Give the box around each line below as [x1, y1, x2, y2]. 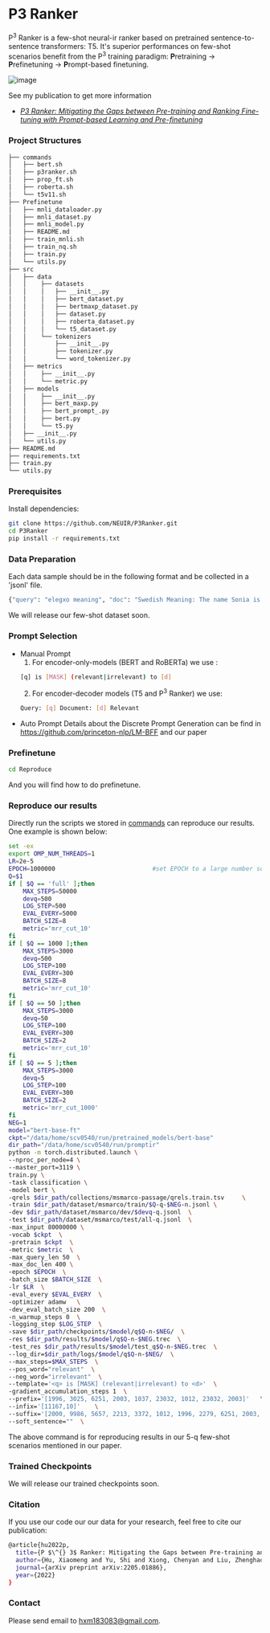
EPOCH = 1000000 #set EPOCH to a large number [8, 865, 253, 873]
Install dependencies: [8, 504, 80, 514]
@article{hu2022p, [8, 1541, 70, 1549]
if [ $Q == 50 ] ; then [8, 999, 81, 1007]
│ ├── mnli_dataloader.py [8, 206, 103, 214]
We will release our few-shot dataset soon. [8, 610, 150, 620]
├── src [8, 265, 35, 273]
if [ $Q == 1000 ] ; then [8, 939, 88, 948]
